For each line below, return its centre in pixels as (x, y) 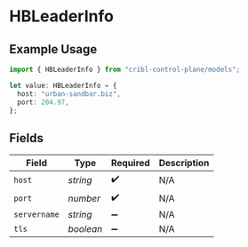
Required (131, 163)
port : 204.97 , (43, 102)
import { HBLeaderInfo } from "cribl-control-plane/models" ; (125, 69)
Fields (27, 138)
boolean (85, 229)
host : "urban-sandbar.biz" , (69, 94)
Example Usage (53, 49)
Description (184, 163)
